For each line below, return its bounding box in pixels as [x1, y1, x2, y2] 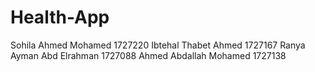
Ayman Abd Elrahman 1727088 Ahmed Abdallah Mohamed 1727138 [10, 49, 287, 61]
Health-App [10, 6, 110, 29]
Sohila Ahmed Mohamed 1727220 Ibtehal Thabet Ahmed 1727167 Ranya [10, 39, 306, 51]
